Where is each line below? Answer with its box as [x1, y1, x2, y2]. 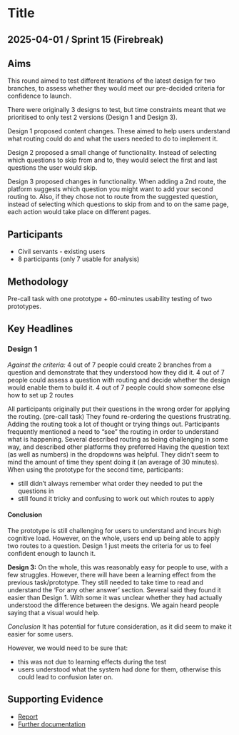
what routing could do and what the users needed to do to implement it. [7, 134, 218, 143]
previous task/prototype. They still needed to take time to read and [7, 578, 203, 587]
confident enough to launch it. [7, 549, 96, 557]
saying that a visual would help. [7, 608, 100, 617]
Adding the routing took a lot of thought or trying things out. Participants [7, 420, 220, 428]
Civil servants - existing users [17, 248, 106, 256]
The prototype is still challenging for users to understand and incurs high [7, 526, 222, 534]
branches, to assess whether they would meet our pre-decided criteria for [7, 84, 225, 93]
